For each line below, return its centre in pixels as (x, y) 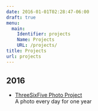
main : (19, 28)
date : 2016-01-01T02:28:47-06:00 (48, 12)
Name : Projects (36, 40)
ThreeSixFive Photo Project (48, 95)
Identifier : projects (44, 34)
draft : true (21, 17)
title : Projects (26, 51)
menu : (13, 23)
